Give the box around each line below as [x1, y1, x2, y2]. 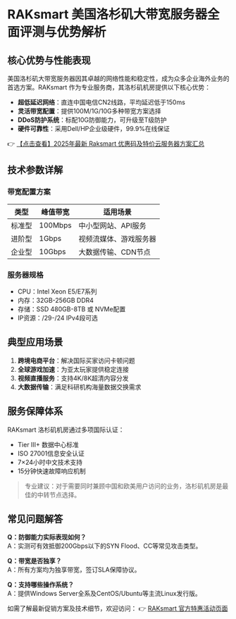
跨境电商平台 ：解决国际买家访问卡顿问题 [17, 356, 135, 365]
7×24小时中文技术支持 [17, 458, 83, 466]
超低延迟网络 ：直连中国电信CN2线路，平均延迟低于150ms [17, 98, 185, 106]
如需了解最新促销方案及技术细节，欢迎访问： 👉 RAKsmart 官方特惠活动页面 [7, 604, 228, 613]
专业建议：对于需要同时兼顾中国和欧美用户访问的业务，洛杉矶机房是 [24, 482, 223, 490]
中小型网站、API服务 [78, 220, 147, 230]
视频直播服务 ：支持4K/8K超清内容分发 [17, 374, 129, 382]
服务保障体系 [7, 406, 63, 418]
